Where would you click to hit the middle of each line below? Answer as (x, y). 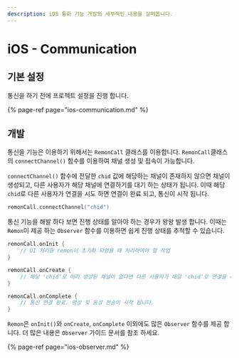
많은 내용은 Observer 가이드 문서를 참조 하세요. (95, 333)
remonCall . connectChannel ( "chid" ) (59, 207)
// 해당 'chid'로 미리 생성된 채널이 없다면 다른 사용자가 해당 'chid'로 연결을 (123, 277)
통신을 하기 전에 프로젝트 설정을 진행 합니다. (68, 95)
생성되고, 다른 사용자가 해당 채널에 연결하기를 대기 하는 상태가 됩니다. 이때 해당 (116, 185)
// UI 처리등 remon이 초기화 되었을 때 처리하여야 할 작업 (95, 251)
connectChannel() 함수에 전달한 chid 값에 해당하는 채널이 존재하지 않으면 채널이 (119, 176)
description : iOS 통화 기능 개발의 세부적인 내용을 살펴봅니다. (90, 14)
